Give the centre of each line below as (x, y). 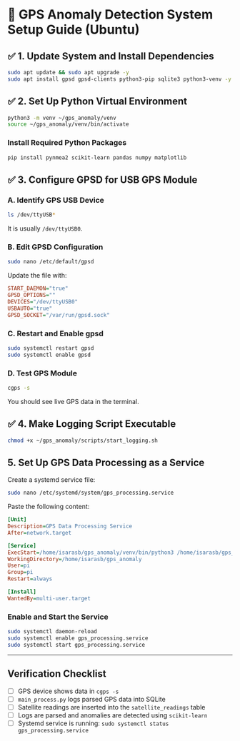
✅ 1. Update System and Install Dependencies (111, 56)
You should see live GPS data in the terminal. (73, 401)
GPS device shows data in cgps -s (68, 691)
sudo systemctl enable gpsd (49, 355)
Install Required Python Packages (67, 143)
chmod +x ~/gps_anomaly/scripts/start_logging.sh (83, 440)
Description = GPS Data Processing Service (70, 526)
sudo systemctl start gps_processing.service (76, 645)
